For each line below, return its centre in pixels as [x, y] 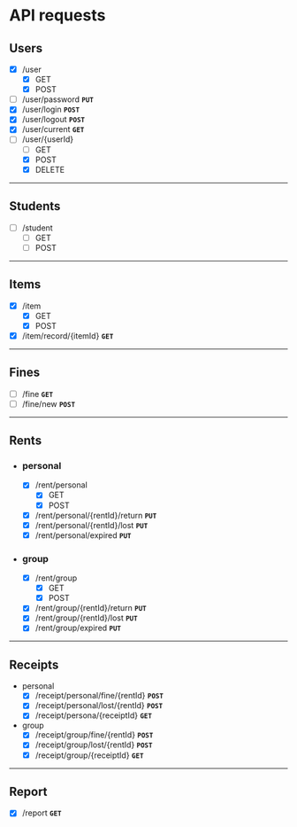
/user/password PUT [58, 99]
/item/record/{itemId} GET [68, 335]
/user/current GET [53, 129]
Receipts [34, 664]
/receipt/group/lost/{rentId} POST [94, 745]
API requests [57, 16]
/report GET [42, 813]
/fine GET [38, 394]
